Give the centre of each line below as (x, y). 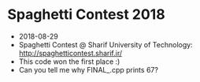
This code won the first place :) (69, 61)
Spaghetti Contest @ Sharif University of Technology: (106, 44)
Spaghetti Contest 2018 (87, 15)
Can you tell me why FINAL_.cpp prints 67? (89, 69)
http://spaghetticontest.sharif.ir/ (70, 53)
